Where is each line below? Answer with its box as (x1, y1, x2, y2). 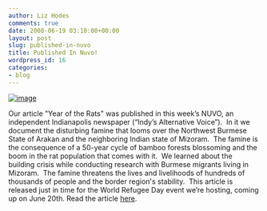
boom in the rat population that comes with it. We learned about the (8, 151, 233, 161)
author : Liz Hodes (8, 11, 70, 20)
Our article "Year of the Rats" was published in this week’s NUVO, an (8, 109, 234, 118)
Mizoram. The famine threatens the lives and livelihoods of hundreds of (8, 168, 245, 177)
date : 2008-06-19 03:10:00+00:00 (8, 26, 120, 34)
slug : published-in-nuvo (8, 42, 91, 50)
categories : (8, 64, 48, 72)
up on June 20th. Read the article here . (8, 193, 137, 203)
